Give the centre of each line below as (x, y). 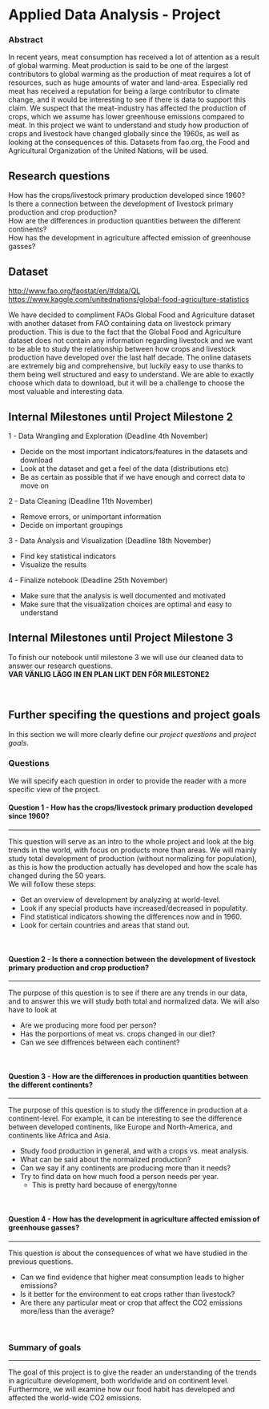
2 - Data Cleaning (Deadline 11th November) (81, 501)
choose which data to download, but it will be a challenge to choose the (127, 383)
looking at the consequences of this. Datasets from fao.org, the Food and (129, 143)
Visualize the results (53, 564)
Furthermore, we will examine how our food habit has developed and (121, 1389)
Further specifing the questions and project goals (134, 715)
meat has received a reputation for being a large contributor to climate (124, 91)
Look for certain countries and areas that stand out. (105, 925)
